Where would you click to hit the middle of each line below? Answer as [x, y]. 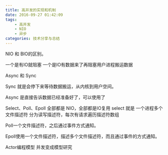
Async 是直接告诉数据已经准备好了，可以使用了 [55, 97]
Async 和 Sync [21, 75]
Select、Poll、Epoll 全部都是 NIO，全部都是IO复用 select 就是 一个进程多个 [84, 108]
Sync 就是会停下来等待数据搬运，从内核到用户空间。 [61, 86]
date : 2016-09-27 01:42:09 [34, 15]
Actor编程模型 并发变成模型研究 [39, 147]
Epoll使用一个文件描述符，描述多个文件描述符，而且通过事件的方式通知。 [83, 136]
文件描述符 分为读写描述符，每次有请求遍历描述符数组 [62, 114]
